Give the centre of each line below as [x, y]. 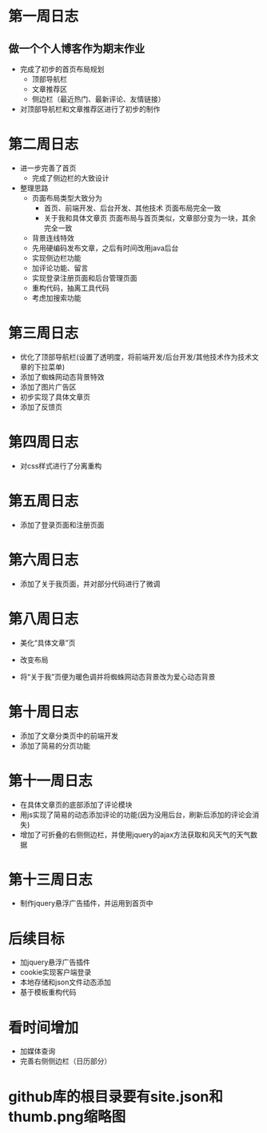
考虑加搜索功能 [56, 297]
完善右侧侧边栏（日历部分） [66, 1061]
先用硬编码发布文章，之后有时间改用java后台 [105, 248]
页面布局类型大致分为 [67, 197]
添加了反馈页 [41, 407]
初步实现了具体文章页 [55, 397]
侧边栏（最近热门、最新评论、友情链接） [98, 99]
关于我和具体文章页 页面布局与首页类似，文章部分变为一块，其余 [150, 217]
